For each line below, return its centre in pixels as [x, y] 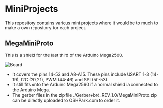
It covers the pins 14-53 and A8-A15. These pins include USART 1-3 [81, 74]
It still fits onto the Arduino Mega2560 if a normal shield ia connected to [85, 84]
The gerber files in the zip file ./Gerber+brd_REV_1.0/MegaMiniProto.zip [84, 95]
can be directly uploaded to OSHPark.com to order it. [66, 100]
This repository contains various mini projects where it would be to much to [82, 23]
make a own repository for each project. [46, 27]
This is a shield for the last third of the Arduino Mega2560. [64, 55]
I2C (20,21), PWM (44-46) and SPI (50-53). [65, 79]
